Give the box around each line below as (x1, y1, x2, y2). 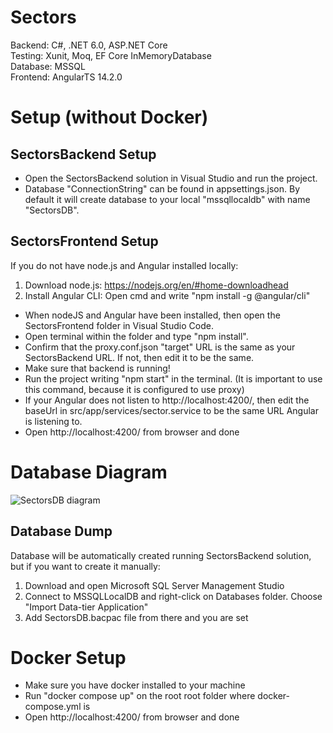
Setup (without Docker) (10, 106, 209, 129)
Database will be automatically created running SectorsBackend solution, (10, 549, 312, 561)
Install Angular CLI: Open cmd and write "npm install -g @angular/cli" (24, 289, 311, 301)
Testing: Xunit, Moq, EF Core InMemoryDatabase (10, 49, 212, 61)
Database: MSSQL (10, 60, 86, 72)
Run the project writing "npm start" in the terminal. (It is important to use (24, 372, 323, 385)
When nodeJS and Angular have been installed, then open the (24, 309, 281, 321)
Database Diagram (10, 461, 168, 483)
